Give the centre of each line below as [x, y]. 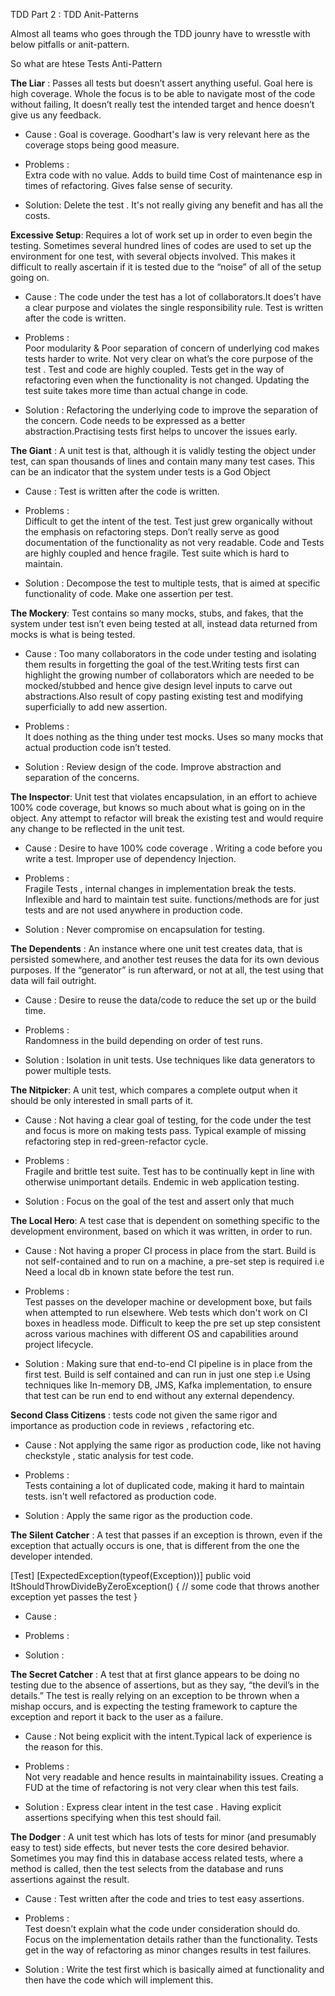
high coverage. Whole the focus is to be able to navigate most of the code [163, 93]
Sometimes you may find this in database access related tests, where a [156, 1858]
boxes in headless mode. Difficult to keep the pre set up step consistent [172, 1323]
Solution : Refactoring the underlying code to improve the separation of [171, 410]
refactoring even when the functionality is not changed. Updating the [167, 380]
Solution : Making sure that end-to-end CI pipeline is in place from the [168, 1363]
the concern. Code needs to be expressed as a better [135, 420]
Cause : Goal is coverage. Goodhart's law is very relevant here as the [167, 134]
